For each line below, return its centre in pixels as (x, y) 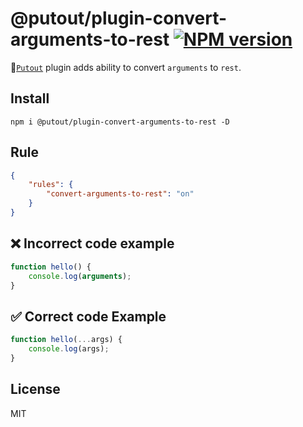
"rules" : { (51, 185)
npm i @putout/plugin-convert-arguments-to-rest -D (120, 122)
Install (30, 98)
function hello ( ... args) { (66, 340)
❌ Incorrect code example (92, 243)
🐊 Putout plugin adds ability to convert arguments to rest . (126, 67)
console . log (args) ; (69, 349)
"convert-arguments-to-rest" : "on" (120, 194)
